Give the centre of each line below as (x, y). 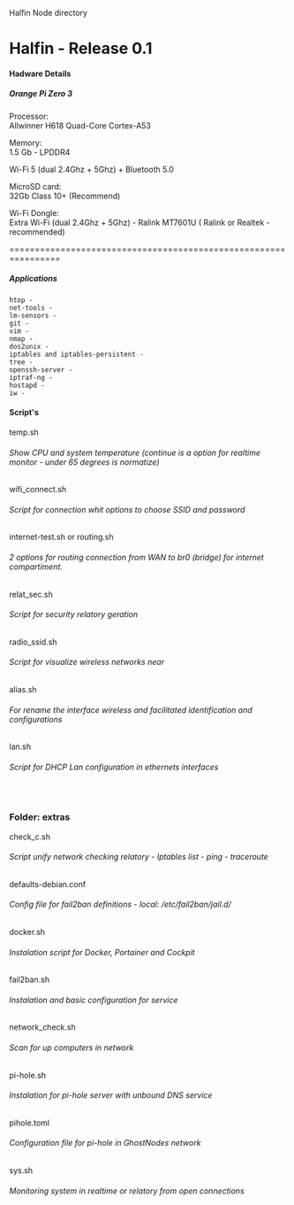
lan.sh (20, 746)
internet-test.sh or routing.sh (61, 537)
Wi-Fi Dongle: (34, 212)
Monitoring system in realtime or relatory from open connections (127, 1191)
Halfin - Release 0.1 (81, 49)
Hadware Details (40, 73)
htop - (21, 300)
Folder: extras (40, 817)
